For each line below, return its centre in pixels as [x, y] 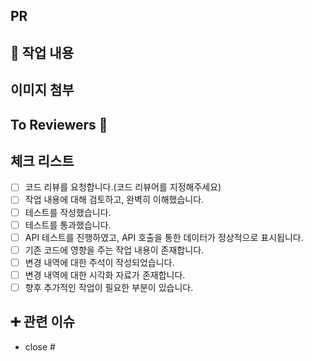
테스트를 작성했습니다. [68, 212]
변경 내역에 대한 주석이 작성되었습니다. [99, 262]
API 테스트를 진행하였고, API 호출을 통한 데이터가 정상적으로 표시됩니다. [164, 237]
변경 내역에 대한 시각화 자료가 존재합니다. [105, 275]
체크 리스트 [42, 160]
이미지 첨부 [42, 90]
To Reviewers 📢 [59, 124]
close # [40, 346]
